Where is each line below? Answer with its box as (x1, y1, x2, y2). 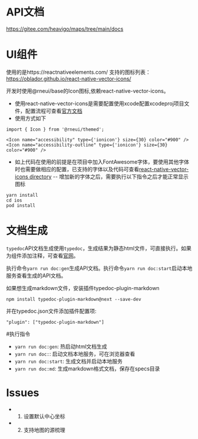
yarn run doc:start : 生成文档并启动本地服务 (14, 357, 123, 365)
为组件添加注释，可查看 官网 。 (6, 252, 79, 259)
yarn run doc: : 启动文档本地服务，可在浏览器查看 (14, 350, 135, 357)
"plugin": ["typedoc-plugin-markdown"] (6, 319, 105, 325)
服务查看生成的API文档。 (6, 272, 67, 279)
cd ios (6, 197, 22, 203)
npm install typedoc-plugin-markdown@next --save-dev (6, 296, 142, 302)
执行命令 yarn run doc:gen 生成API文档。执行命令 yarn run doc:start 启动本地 (6, 264, 193, 272)
